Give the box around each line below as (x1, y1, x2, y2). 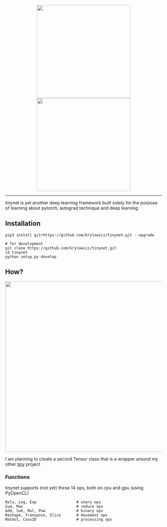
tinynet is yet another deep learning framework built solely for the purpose (5, 200, 158, 205)
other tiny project (5, 461, 41, 467)
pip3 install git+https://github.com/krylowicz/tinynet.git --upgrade (5, 232, 155, 238)
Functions (5, 473, 30, 480)
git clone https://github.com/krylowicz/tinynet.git (5, 246, 117, 251)
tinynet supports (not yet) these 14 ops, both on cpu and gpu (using (5, 484, 144, 491)
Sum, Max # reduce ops (5, 504, 103, 509)
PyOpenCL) (5, 490, 29, 496)
